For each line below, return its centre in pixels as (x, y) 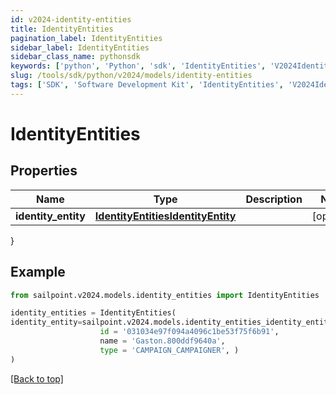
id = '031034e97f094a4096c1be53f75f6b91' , (189, 332)
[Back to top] (37, 378)
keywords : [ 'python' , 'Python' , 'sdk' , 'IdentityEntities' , (138, 66)
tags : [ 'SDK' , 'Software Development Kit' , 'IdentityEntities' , (147, 85)
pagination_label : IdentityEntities (86, 38)
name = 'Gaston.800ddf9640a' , (162, 341)
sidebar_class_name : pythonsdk (75, 57)
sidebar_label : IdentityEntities (80, 47)
